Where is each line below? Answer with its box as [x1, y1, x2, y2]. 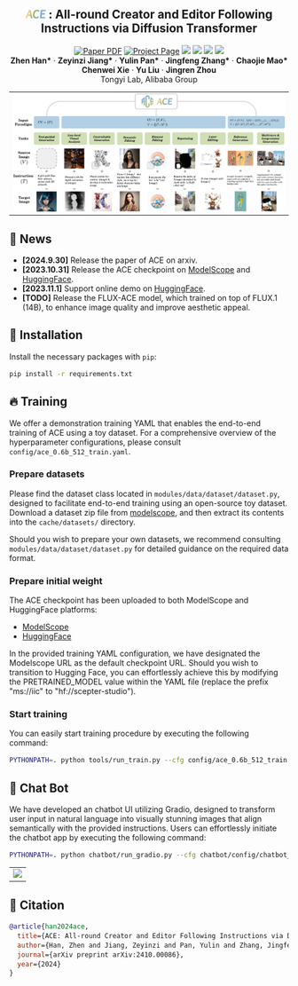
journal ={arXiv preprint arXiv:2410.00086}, [17, 950, 184, 959]
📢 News [9, 231, 52, 247]
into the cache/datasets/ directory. [9, 517, 136, 527]
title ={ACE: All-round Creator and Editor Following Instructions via [17, 931, 284, 940]
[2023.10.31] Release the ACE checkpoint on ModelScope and [21, 264, 251, 275]
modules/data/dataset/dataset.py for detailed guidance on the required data [9, 543, 289, 554]
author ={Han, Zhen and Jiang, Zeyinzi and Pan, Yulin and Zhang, [17, 941, 264, 950]
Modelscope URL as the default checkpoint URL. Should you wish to [9, 658, 259, 668]
